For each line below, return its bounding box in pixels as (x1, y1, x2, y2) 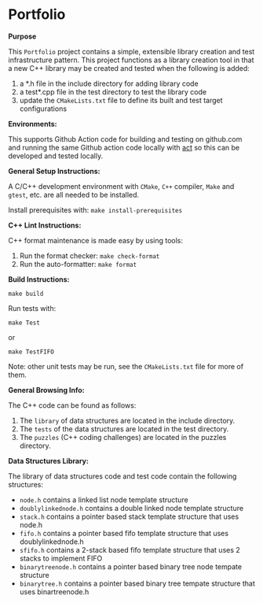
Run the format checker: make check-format (19, 250, 160, 261)
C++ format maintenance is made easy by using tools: (8, 235, 183, 245)
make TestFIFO (8, 348, 55, 356)
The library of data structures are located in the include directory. (19, 416, 236, 425)
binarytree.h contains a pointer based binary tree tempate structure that (19, 579, 255, 588)
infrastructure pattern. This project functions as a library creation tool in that (8, 55, 254, 65)
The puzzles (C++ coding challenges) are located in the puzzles (19, 432, 227, 442)
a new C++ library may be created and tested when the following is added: (8, 63, 250, 72)
